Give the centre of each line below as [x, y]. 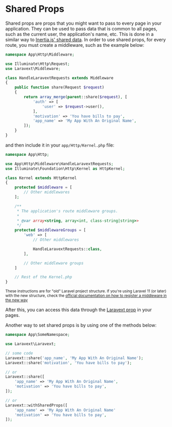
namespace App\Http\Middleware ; [40, 55]
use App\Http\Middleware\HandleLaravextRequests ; [60, 164]
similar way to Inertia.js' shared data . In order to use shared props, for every [85, 40]
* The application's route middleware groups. [67, 211]
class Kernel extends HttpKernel [41, 178]
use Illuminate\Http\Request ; [38, 64]
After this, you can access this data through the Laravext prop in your [79, 310]
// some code [19, 353]
